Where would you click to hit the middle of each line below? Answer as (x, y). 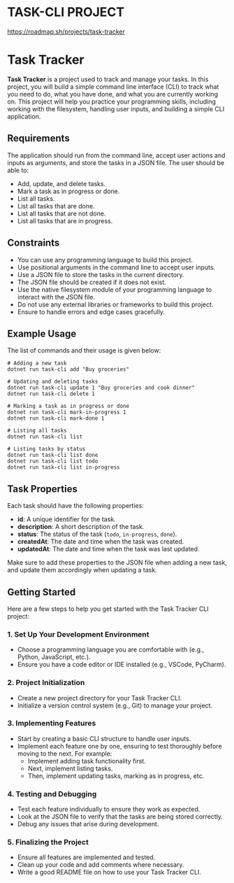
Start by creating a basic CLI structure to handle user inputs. (104, 738)
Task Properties (43, 489)
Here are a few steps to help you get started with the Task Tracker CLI (108, 609)
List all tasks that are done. (56, 206)
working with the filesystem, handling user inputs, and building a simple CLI (116, 108)
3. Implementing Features (52, 723)
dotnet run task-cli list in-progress (64, 467)
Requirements (38, 138)
